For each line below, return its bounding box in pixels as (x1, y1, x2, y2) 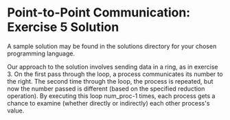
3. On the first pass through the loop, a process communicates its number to (7, 70, 223, 78)
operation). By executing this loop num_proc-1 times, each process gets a (7, 91, 216, 100)
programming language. (7, 49, 76, 58)
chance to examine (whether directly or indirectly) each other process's (7, 99, 210, 107)
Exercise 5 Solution (7, 19, 119, 35)
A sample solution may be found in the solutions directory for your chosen (7, 42, 217, 50)
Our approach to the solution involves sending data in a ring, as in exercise (7, 62, 218, 71)
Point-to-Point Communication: (7, 5, 191, 21)
